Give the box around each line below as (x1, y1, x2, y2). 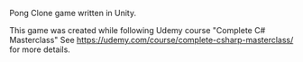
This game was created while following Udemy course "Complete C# (9, 25, 266, 35)
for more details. (9, 44, 70, 55)
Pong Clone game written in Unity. (9, 8, 137, 18)
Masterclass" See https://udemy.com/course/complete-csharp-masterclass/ (9, 35, 294, 45)
